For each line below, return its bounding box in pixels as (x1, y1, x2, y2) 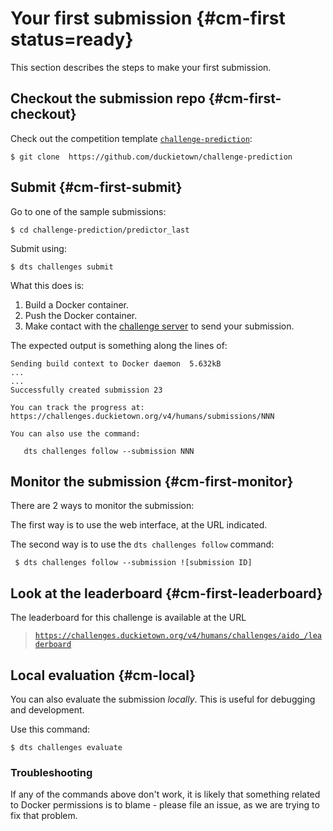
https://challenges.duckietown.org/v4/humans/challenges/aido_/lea (34, 631, 322, 641)
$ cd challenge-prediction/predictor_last (10, 225, 190, 235)
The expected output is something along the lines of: (10, 339, 228, 351)
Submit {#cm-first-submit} (10, 179, 183, 196)
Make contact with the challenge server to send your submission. (24, 320, 295, 332)
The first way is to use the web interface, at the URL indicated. (10, 519, 268, 531)
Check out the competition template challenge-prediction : (10, 132, 253, 144)
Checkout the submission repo (10, 90, 206, 107)
